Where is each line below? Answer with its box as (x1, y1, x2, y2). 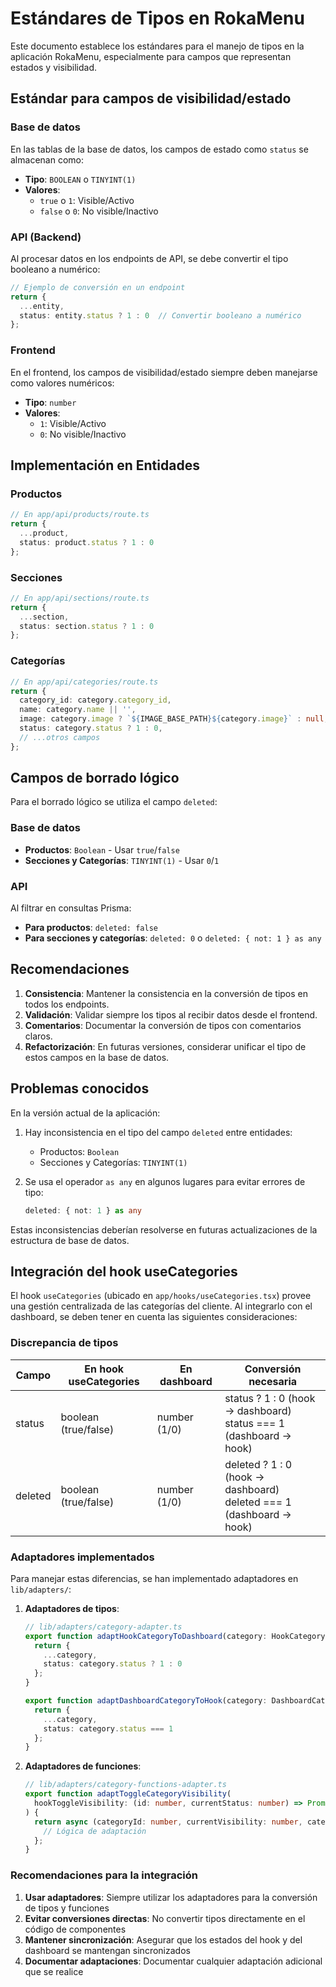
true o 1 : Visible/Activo (39, 194, 135, 206)
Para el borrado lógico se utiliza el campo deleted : (10, 796, 218, 808)
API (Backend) (10, 230, 82, 244)
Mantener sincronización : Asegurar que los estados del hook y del (24, 1933, 303, 1946)
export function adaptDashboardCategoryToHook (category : (24, 1696, 268, 1706)
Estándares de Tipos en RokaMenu (10, 7, 305, 30)
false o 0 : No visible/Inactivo (39, 205, 159, 217)
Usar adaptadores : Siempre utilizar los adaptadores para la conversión (24, 1891, 318, 1903)
